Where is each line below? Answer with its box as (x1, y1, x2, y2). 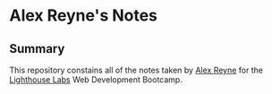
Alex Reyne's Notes (9, 5, 158, 26)
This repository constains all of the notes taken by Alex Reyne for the (9, 64, 264, 75)
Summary (9, 41, 65, 56)
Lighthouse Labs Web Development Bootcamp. (9, 74, 183, 85)
